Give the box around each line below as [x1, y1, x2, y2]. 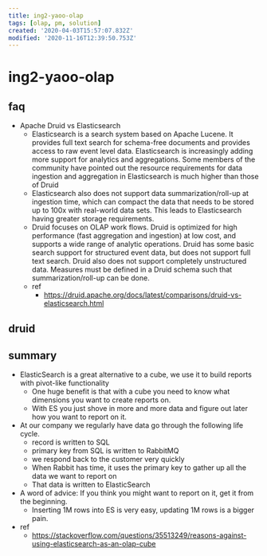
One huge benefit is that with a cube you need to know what [31, 387, 230, 397]
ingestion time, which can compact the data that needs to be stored [31, 197, 254, 207]
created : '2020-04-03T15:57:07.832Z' [8, 26, 134, 34]
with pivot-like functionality [19, 378, 110, 388]
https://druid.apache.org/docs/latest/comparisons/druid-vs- [43, 290, 242, 300]
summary [8, 349, 57, 362]
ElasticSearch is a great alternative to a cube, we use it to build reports [19, 370, 253, 379]
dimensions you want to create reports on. [31, 395, 171, 405]
